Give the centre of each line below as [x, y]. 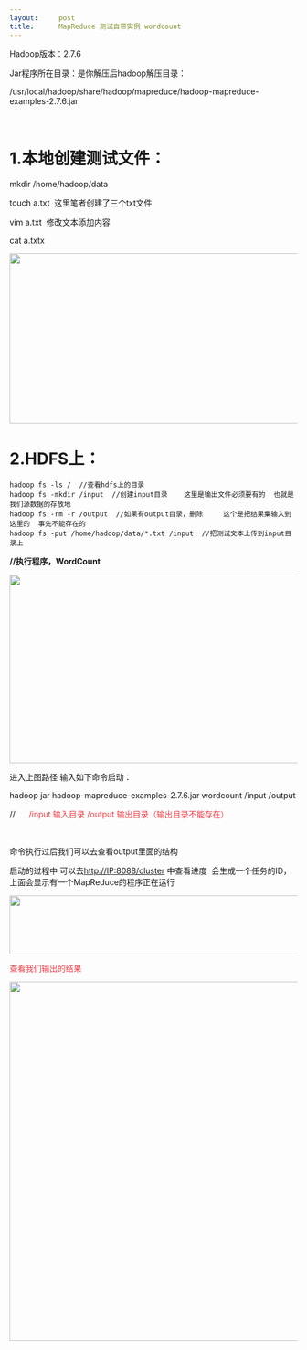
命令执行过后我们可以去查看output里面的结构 [94, 851]
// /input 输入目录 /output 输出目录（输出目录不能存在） [119, 815]
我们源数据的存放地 [40, 505]
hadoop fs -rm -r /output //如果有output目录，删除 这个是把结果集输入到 [151, 514]
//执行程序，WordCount [55, 562]
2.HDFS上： [55, 459]
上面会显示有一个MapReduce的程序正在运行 [92, 882]
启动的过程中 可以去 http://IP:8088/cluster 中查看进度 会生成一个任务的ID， [151, 871]
